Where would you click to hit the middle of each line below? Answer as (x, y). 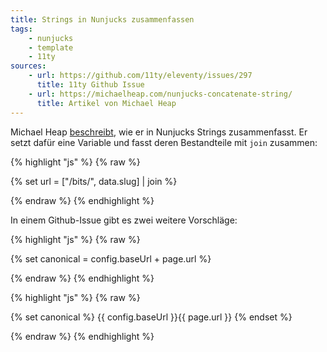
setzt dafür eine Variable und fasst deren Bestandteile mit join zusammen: (164, 142)
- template (51, 47)
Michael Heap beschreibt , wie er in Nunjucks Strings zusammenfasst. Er (159, 132)
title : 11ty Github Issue (90, 85)
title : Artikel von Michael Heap (106, 103)
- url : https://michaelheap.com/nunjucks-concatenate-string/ (160, 94)
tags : (21, 29)
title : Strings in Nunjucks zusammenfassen (102, 19)
